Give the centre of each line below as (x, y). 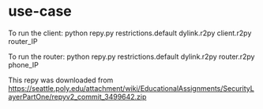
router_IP (23, 41)
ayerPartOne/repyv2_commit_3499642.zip (77, 96)
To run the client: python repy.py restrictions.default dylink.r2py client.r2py (130, 33)
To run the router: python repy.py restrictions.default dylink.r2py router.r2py (131, 56)
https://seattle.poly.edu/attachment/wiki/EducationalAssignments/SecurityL (131, 88)
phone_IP (24, 64)
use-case (40, 11)
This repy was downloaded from (61, 80)
